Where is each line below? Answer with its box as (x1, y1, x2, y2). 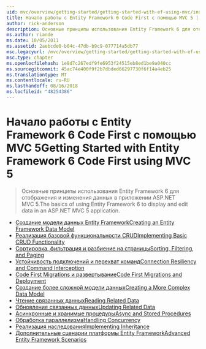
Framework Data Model (15, 225, 75, 233)
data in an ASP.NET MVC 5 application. (21, 206, 121, 214)
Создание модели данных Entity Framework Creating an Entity (15, 219, 175, 226)
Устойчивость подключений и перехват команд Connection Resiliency (15, 258, 197, 265)
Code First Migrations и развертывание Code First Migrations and (15, 271, 182, 278)
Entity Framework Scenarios (15, 336, 87, 343)
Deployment (15, 277, 47, 285)
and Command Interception (15, 264, 85, 271)
